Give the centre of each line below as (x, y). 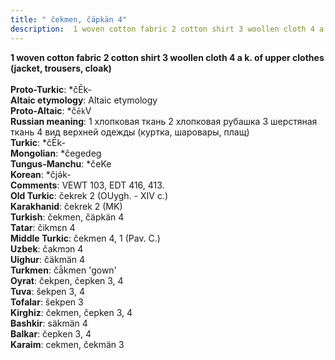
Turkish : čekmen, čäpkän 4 (67, 217)
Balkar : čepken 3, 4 (51, 333)
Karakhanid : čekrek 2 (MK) (66, 206)
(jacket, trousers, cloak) (61, 68)
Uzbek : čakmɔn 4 (47, 248)
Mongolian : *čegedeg (56, 153)
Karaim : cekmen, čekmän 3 (67, 344)
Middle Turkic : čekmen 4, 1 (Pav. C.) (85, 238)
